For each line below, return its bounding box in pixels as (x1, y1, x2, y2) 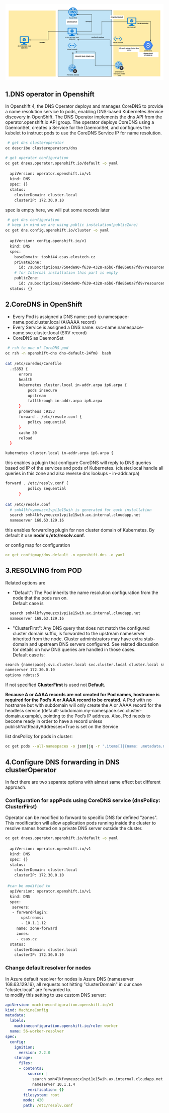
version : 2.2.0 (18, 1050, 51, 1055)
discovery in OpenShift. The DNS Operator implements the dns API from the (5, 114, 162, 120)
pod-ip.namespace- (88, 314, 130, 320)
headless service (5, 708, 41, 714)
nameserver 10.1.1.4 (32, 1082, 75, 1087)
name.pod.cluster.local (12, 319, 60, 325)
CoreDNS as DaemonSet (12, 335, 64, 341)
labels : (10, 1018, 26, 1023)
